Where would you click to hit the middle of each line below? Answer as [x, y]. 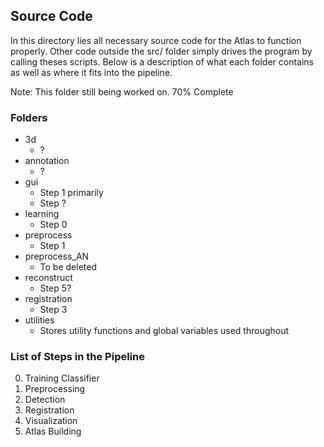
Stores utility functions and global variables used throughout [164, 331]
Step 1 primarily [71, 193]
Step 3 [53, 310]
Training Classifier [62, 378]
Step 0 [53, 225]
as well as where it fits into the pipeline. [91, 72]
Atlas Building [53, 431]
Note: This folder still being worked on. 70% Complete [122, 91]
